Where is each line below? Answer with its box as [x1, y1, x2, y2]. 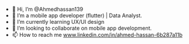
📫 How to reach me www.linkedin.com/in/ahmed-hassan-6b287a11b [11, 32, 183, 38]
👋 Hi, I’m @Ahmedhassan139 [11, 6, 83, 12]
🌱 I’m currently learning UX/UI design [11, 18, 105, 25]
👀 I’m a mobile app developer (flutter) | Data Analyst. [11, 12, 143, 19]
